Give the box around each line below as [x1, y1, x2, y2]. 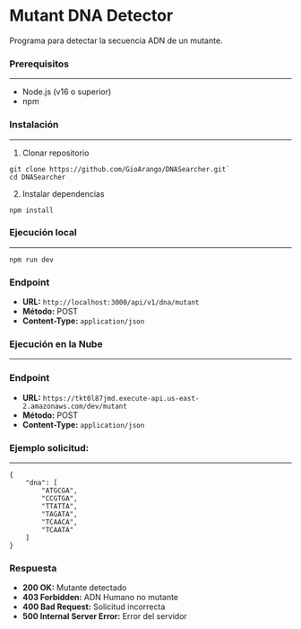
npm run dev [9, 255, 54, 264]
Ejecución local [9, 226, 78, 239]
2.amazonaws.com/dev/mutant [21, 402, 127, 411]
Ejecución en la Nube [9, 338, 103, 350]
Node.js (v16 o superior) [21, 86, 112, 97]
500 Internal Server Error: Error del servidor [21, 611, 188, 622]
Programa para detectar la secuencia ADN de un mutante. [9, 35, 223, 46]
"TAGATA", [41, 509, 78, 519]
